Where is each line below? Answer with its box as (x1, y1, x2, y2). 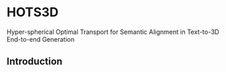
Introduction (6, 56, 63, 68)
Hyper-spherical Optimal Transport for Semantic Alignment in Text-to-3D (6, 28, 220, 36)
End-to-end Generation (6, 35, 75, 43)
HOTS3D (6, 4, 59, 20)
